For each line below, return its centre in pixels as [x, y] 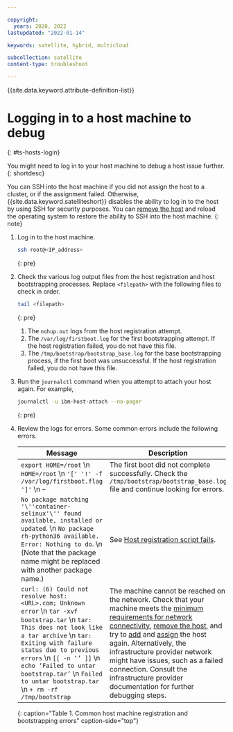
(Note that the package [58, 552]
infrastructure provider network [161, 651]
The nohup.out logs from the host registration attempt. [105, 331]
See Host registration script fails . [163, 539]
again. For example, [45, 389]
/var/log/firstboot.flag [62, 481]
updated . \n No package [57, 528]
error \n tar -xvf [49, 611]
